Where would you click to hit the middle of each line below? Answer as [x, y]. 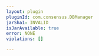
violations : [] [25, 39]
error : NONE [21, 34]
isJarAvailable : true [33, 28]
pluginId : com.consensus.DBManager [50, 17]
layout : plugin [25, 11]
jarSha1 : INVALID [27, 22]
